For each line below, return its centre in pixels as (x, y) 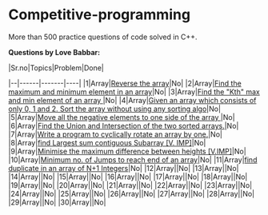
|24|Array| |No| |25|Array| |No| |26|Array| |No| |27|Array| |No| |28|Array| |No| (132, 193)
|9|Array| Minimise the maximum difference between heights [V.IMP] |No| (127, 151)
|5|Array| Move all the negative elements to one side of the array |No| (122, 117)
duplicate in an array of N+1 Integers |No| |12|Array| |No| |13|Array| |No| (124, 168)
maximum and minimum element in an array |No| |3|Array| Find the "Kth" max (134, 92)
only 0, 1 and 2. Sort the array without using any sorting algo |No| (115, 109)
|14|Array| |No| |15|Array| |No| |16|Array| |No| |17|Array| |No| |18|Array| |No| (128, 177)
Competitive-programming (99, 15)
